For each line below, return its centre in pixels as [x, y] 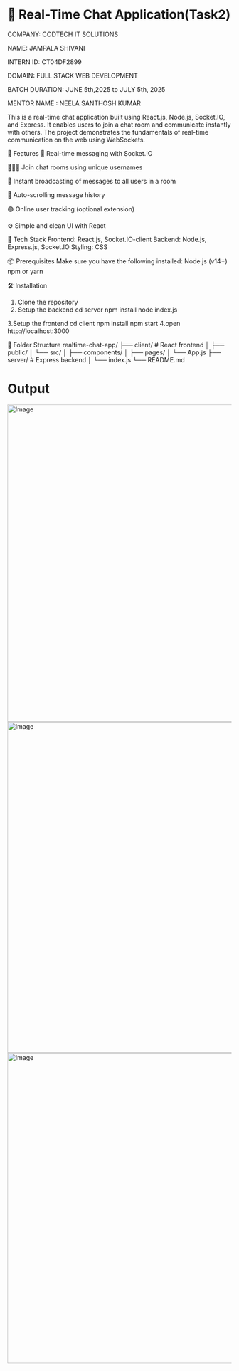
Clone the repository [48, 302]
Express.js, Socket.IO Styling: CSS [58, 247]
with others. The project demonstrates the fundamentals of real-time [108, 132]
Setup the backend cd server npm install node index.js [97, 310]
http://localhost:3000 [38, 331]
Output [28, 389]
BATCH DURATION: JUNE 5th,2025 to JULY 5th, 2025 [86, 89]
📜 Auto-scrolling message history [56, 194]
